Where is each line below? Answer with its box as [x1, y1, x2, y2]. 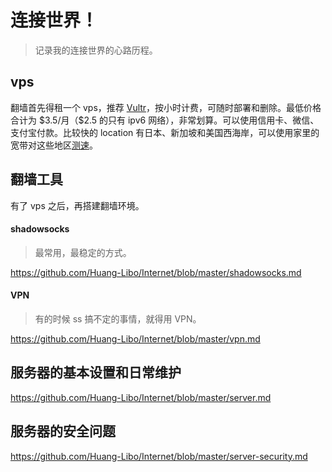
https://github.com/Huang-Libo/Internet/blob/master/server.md [10, 391, 272, 403]
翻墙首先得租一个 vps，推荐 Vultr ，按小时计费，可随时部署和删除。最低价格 [10, 101, 322, 113]
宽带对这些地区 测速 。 [10, 139, 98, 151]
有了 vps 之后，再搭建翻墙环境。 [10, 199, 145, 211]
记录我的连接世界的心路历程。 [34, 44, 158, 56]
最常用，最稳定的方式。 [34, 246, 132, 258]
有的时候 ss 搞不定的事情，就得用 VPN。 [34, 312, 202, 325]
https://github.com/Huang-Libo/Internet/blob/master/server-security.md [10, 450, 308, 462]
